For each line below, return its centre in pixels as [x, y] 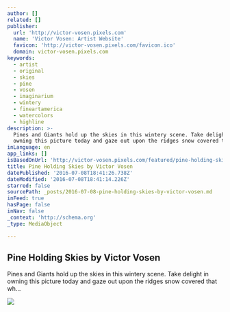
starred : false [29, 186]
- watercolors [33, 115]
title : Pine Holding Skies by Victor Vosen [70, 166]
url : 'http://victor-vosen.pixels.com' [70, 33]
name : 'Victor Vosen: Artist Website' [69, 39]
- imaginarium [33, 97]
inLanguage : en [29, 147]
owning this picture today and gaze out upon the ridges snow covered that [112, 281]
